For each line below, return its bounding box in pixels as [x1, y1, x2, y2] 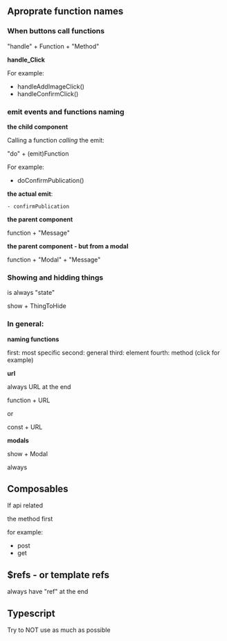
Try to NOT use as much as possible [7, 626, 111, 634]
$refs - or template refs [7, 569, 109, 581]
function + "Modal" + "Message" [7, 255, 101, 264]
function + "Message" [7, 228, 71, 237]
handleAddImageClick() [17, 82, 85, 91]
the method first [7, 515, 53, 523]
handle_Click [7, 55, 45, 64]
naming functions [7, 335, 60, 343]
